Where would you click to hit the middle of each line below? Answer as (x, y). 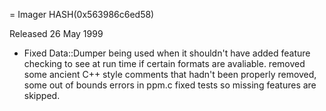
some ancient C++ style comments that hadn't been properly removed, (170, 74)
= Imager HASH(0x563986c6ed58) (82, 14)
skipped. (42, 95)
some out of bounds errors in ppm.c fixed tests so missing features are (170, 85)
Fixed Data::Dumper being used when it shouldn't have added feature (167, 53)
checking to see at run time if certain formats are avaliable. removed (164, 63)
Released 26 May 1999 (56, 33)
